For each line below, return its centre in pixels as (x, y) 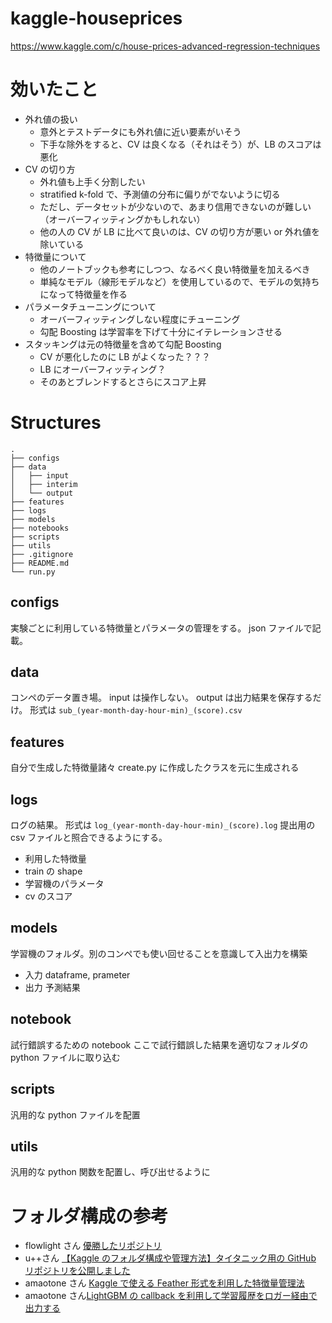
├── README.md (40, 563)
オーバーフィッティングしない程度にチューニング (140, 319)
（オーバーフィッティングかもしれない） (122, 219)
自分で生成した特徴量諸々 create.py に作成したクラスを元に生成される (155, 768)
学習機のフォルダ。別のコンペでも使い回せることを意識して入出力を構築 (159, 953)
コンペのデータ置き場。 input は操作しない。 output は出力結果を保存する (161, 698)
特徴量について (55, 256)
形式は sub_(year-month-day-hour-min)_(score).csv (136, 710)
